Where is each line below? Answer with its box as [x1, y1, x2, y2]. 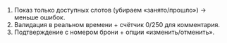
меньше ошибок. [13, 13, 66, 21]
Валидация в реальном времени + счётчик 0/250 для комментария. [13, 21, 220, 28]
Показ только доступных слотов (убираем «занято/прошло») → [13, 6, 207, 14]
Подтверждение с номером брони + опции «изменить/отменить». [13, 28, 215, 36]
